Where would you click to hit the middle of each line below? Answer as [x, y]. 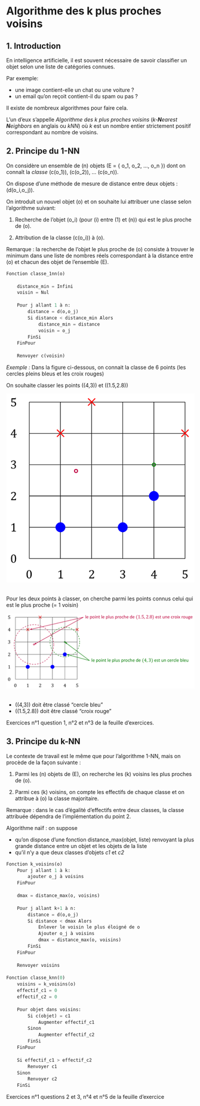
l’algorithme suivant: [31, 208]
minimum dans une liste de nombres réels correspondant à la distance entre [100, 256]
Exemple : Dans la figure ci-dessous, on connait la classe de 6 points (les [96, 368]
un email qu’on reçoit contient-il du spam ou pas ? [76, 96]
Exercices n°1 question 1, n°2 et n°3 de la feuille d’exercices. [80, 722]
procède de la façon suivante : [44, 762]
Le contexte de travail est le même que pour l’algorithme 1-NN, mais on [93, 756]
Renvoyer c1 [43, 1066]
